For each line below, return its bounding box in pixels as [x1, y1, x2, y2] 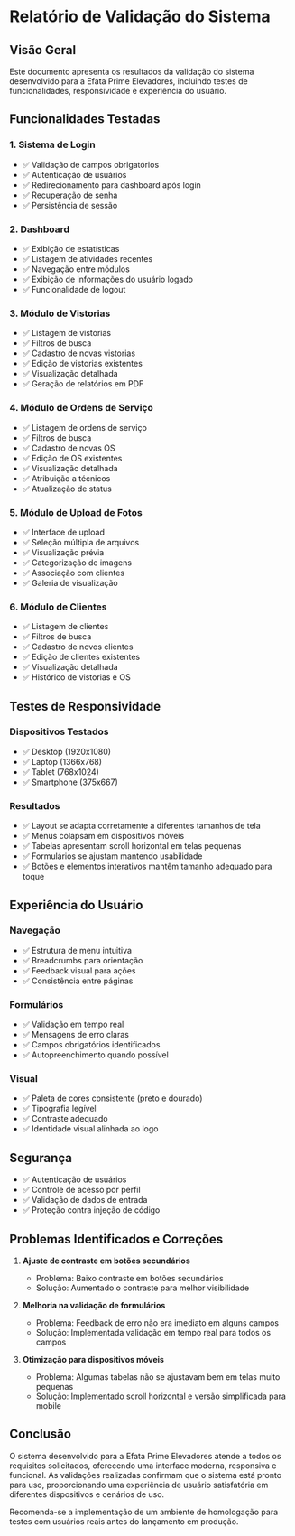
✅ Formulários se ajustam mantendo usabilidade [22, 851, 203, 861]
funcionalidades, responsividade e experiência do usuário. [9, 86, 227, 96]
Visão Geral [9, 42, 77, 58]
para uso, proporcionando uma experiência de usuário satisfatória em [9, 1479, 269, 1490]
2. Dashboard [9, 223, 70, 236]
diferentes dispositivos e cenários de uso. [9, 1488, 165, 1500]
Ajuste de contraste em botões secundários [22, 1255, 191, 1266]
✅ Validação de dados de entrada [22, 1195, 148, 1206]
